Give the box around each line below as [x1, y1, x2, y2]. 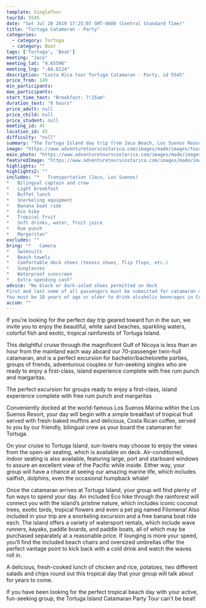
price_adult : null [6, 105, 53, 112]
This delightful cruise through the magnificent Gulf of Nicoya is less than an [6, 341, 197, 349]
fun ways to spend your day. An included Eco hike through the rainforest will [6, 493, 199, 500]
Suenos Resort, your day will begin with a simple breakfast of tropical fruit [6, 411, 193, 418]
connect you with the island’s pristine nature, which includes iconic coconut [6, 500, 198, 507]
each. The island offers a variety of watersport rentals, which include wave [6, 519, 196, 526]
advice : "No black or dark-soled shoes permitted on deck [6, 283, 158, 289]
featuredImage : [6, 157, 45, 163]
